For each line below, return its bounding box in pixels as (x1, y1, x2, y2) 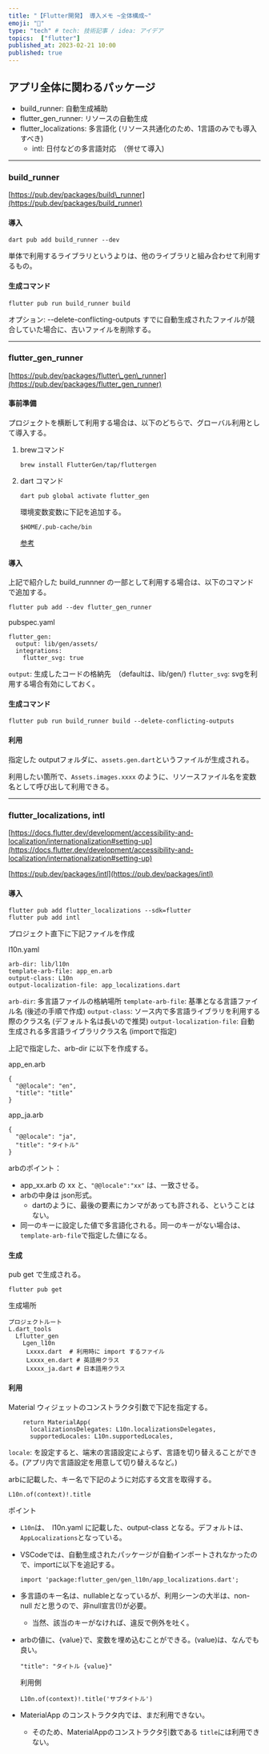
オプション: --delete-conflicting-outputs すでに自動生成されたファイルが (8, 314, 248, 324)
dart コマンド (19, 476, 64, 486)
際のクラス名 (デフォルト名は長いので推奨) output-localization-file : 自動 (8, 1016, 255, 1027)
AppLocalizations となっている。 (19, 1533, 126, 1542)
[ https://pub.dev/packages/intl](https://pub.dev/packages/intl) (8, 869, 214, 878)
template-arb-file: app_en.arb (8, 967, 113, 975)
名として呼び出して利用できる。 (8, 781, 114, 791)
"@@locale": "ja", (15, 1132, 78, 1141)
